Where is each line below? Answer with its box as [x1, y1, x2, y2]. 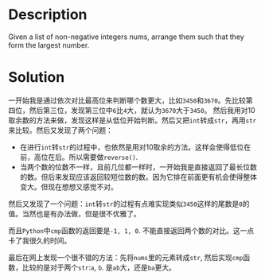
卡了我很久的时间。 [8, 235, 72, 245]
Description [8, 6, 88, 24]
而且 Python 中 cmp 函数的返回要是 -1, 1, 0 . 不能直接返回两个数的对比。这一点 [8, 225, 255, 235]
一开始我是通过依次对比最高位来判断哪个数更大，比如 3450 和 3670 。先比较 [8, 95, 247, 105]
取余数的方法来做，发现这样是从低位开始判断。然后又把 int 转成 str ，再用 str [8, 115, 257, 125]
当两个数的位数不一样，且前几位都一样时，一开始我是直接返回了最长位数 [19, 161, 257, 172]
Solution [8, 68, 65, 87]
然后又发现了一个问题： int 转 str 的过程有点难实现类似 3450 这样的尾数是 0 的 [8, 199, 250, 208]
